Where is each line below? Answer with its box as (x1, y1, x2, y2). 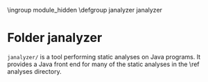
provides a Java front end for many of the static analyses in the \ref (7, 60, 200, 68)
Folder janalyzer (7, 30, 103, 45)
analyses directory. (7, 67, 62, 75)
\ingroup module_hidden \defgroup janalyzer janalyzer (7, 6, 163, 14)
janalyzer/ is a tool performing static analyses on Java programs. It (7, 52, 201, 61)
